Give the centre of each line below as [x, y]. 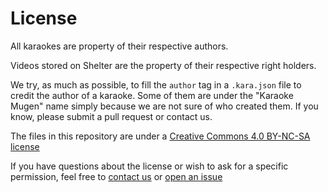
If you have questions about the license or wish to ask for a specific [149, 166]
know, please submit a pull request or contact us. [111, 116]
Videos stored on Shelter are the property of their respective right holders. [163, 65]
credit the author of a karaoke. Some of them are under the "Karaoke [152, 95]
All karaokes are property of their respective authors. [119, 46]
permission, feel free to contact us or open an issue [116, 176]
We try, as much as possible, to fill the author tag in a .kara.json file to [156, 84]
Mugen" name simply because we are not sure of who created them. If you [164, 106]
